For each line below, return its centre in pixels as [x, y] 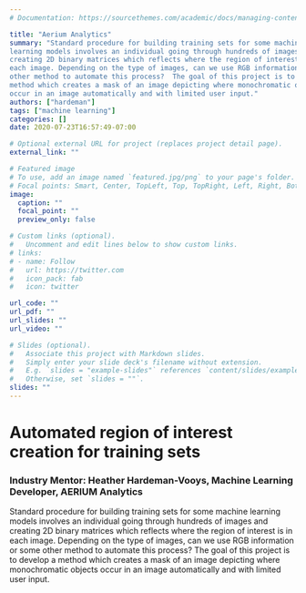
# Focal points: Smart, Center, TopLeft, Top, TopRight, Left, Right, [146, 186]
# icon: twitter [44, 287]
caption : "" [41, 203]
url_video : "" [36, 329]
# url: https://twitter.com [67, 270]
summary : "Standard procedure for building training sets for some [140, 43]
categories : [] [38, 119]
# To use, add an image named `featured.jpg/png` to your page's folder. [153, 177]
